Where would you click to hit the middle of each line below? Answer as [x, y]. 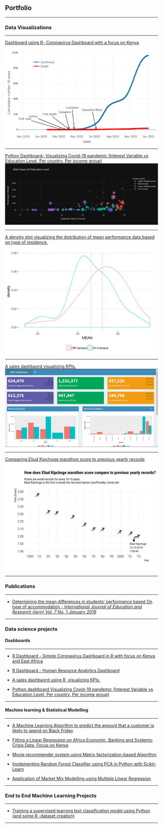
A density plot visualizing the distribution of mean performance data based [80, 237]
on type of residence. [26, 242]
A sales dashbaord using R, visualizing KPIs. [56, 680]
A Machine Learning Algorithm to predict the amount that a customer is [83, 725]
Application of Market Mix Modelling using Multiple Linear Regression [81, 778]
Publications [20, 586]
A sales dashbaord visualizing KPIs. [41, 366]
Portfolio [18, 8]
